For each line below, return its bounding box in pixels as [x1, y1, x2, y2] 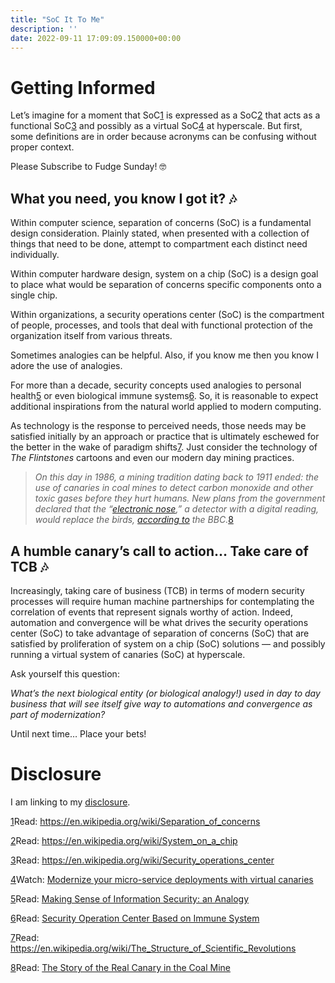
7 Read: [10, 931, 40, 943]
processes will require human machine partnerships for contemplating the [10, 595, 315, 607]
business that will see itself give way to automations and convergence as [10, 697, 313, 710]
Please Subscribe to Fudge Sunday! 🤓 [10, 161, 167, 173]
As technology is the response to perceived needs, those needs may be [10, 420, 307, 432]
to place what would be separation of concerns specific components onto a [10, 279, 322, 291]
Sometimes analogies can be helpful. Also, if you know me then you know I [10, 349, 319, 361]
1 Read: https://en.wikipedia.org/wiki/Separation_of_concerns [10, 815, 261, 827]
